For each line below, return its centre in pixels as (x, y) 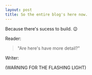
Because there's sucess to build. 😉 (42, 28)
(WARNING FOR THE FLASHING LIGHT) (46, 67)
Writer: (12, 57)
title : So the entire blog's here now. (46, 14)
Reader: (13, 38)
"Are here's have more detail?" (49, 48)
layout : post (19, 10)
